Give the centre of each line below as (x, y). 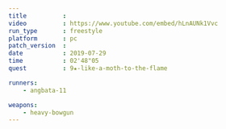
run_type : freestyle (56, 31)
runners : (23, 83)
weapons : (23, 105)
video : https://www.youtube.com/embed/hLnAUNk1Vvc (113, 23)
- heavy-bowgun (48, 112)
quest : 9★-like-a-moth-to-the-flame (88, 69)
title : (38, 16)
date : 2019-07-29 (57, 53)
